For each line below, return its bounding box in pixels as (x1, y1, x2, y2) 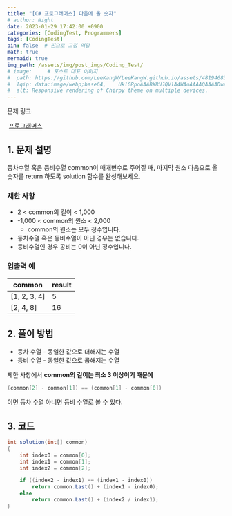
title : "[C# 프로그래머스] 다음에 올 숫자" (7, 10, 117, 17)
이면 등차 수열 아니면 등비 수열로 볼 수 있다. (7, 398, 123, 406)
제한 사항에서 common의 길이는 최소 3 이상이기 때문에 (7, 371, 153, 379)
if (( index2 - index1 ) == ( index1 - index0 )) (19, 477, 153, 484)
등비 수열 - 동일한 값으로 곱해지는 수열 (17, 356, 119, 365)
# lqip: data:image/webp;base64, (7, 81, 107, 88)
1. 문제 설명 (7, 144, 52, 155)
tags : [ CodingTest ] (7, 36, 64, 43)
